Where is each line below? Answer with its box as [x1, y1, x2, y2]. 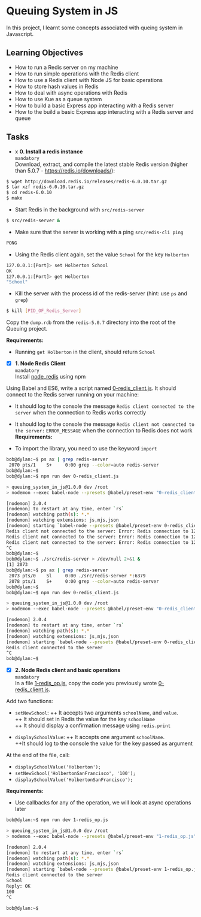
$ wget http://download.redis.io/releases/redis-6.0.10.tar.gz [6, 178, 167, 184]
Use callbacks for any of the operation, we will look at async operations [14, 799, 191, 806]
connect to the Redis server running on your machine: [6, 391, 139, 398]
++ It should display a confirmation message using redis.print [14, 722, 171, 729]
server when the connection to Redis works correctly [14, 409, 147, 416]
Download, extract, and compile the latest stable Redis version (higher [14, 161, 188, 168]
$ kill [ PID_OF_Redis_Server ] [6, 308, 82, 314]
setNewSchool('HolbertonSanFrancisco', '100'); [14, 771, 136, 777]
